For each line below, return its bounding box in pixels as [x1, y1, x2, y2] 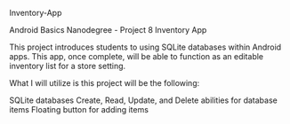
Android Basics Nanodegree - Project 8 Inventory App [9, 25, 207, 35]
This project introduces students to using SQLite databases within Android [9, 42, 282, 52]
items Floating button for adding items [9, 105, 149, 114]
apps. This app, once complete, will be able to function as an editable [9, 51, 264, 61]
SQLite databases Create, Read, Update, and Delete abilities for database [9, 95, 278, 105]
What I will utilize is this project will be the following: [9, 78, 200, 88]
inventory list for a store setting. [9, 61, 126, 71]
